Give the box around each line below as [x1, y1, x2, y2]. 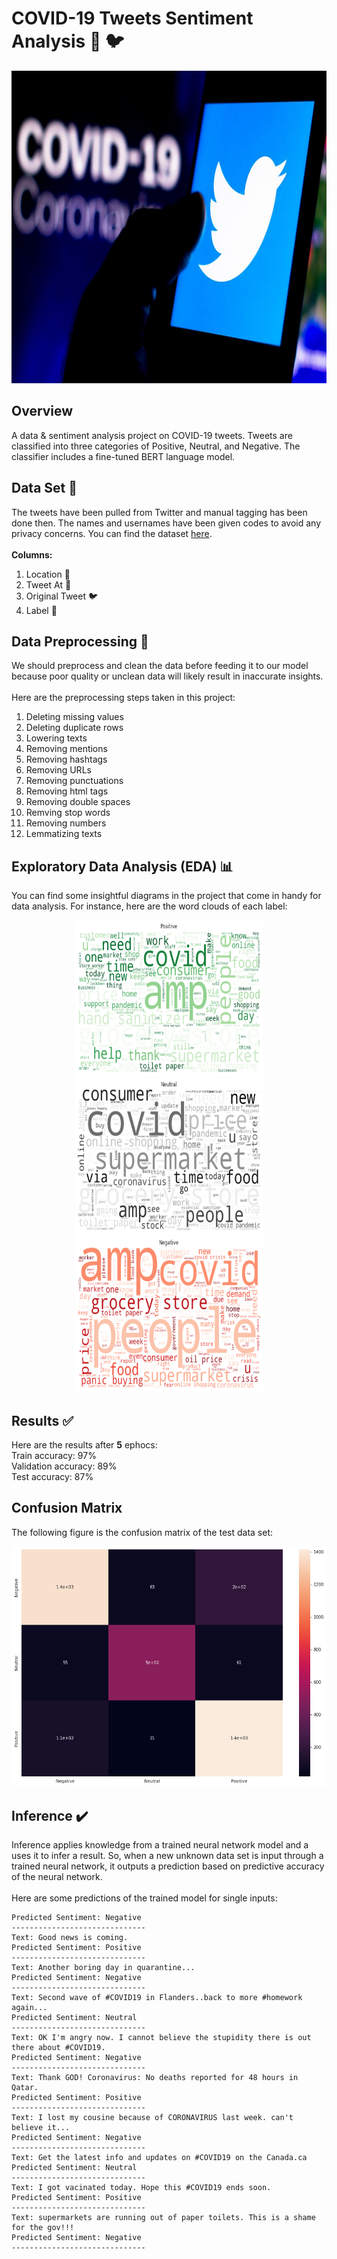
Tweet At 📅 [25, 578, 72, 591]
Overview [11, 403, 74, 420]
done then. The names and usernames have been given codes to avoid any [11, 517, 321, 529]
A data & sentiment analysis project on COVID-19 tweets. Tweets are [11, 429, 293, 441]
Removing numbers [25, 817, 107, 829]
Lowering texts [25, 732, 88, 744]
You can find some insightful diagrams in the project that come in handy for [11, 890, 322, 902]
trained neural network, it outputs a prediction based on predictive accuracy [11, 1860, 325, 1872]
